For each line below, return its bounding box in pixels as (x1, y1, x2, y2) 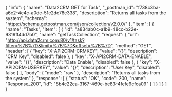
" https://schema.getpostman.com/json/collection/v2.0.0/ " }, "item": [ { (5, 21, 154, 27)
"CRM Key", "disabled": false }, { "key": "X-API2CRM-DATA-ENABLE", (5, 53, 152, 60)
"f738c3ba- (136, 5, 161, 10)
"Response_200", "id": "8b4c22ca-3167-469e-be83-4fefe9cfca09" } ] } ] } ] (5, 81, 167, 87)
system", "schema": (5, 15, 47, 21)
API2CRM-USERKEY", (5, 64, 51, 70)
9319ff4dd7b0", (5, 32, 39, 37)
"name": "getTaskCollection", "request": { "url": (39, 32, 139, 37)
